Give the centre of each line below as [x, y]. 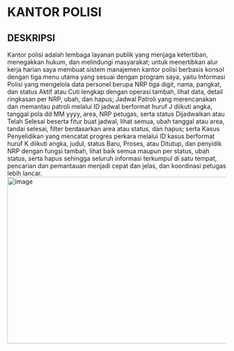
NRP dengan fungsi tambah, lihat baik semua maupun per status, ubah [109, 151]
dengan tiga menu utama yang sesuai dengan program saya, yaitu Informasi [116, 77]
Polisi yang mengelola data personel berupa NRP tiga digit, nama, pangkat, [114, 84]
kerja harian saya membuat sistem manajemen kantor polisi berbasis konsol [116, 69]
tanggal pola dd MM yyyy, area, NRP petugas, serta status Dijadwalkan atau [116, 114]
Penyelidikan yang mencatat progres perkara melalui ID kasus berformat [111, 136]
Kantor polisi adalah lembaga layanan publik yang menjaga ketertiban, [108, 54]
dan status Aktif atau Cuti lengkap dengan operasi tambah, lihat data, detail [115, 92]
